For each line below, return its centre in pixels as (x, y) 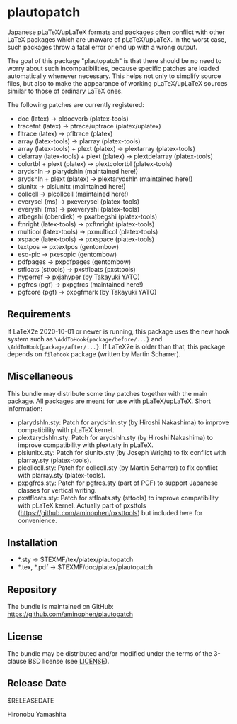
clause (17, 661)
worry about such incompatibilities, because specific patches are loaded (113, 68)
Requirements (39, 314)
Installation (33, 543)
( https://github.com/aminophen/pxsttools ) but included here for (110, 512)
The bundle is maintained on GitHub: (61, 607)
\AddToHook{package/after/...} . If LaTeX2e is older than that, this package (116, 346)
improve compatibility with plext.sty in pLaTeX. (85, 445)
